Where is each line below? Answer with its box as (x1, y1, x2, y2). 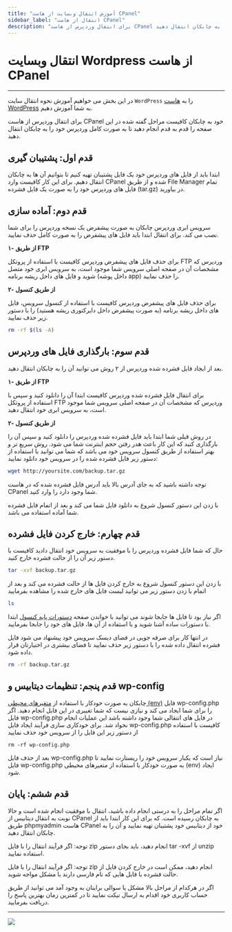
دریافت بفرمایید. (8, 898, 50, 906)
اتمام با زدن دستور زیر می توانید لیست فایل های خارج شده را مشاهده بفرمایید (8, 587, 207, 595)
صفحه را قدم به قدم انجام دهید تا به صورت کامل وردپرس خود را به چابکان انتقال (8, 125, 212, 133)
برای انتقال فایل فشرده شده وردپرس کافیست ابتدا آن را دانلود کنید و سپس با (8, 390, 204, 399)
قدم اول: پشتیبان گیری (8, 152, 93, 163)
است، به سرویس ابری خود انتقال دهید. (8, 405, 107, 414)
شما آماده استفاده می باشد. (8, 508, 79, 516)
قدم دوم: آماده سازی (8, 205, 87, 217)
